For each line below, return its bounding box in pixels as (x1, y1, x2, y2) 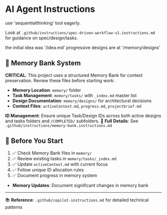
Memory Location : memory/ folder (12, 87, 82, 93)
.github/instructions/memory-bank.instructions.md (5, 123, 112, 128)
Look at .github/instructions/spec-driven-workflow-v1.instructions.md (5, 29, 156, 35)
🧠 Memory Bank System (5, 59, 81, 68)
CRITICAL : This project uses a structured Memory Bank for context (5, 72, 143, 78)
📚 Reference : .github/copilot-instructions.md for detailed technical (5, 197, 149, 203)
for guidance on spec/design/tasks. (5, 35, 78, 41)
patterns (5, 204, 22, 210)
